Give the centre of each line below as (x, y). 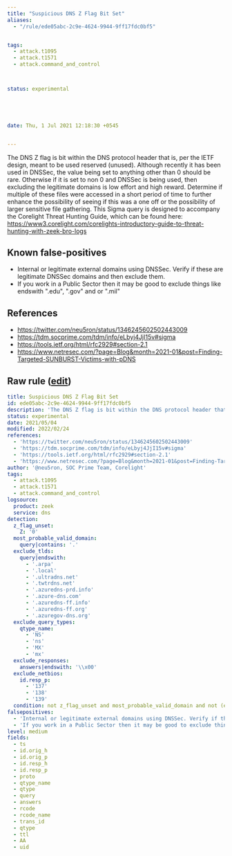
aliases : (20, 20)
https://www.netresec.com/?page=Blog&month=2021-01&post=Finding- (120, 352)
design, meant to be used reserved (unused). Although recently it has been (114, 165)
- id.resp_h (31, 763)
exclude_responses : (41, 661)
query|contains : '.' (49, 545)
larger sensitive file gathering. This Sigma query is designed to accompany (114, 209)
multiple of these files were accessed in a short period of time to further (109, 194)
